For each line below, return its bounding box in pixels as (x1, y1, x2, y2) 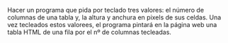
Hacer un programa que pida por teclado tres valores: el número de (7, 6, 204, 14)
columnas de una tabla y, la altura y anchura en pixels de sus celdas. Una (7, 13, 222, 21)
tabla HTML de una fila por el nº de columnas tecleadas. (7, 28, 172, 36)
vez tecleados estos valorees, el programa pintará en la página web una (7, 21, 217, 28)
